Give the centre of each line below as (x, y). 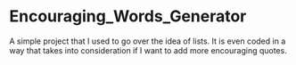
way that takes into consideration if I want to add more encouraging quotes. (148, 50)
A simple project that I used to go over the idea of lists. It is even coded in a (148, 41)
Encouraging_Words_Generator (128, 16)
